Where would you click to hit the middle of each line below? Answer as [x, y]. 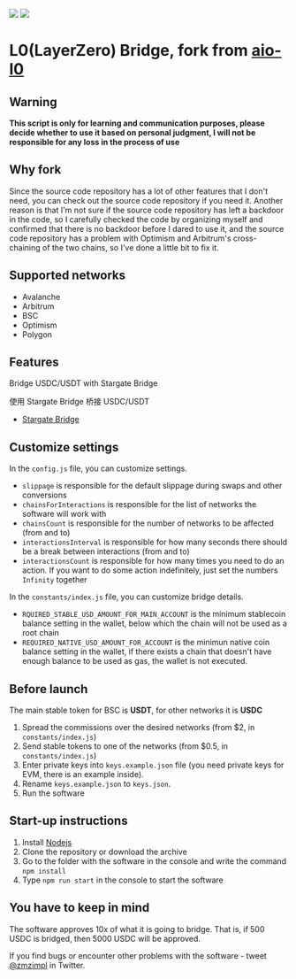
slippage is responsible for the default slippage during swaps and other [152, 486]
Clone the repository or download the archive [104, 852]
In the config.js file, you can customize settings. [98, 468]
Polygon [37, 334]
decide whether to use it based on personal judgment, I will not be [133, 132]
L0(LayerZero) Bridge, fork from [129, 51]
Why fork [35, 170]
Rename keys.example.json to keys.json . [96, 784]
